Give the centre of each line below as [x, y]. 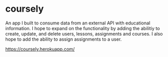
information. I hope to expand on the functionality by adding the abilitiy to [83, 28]
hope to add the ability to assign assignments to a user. [64, 39]
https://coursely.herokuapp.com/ [40, 49]
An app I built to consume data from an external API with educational [78, 23]
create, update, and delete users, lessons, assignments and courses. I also [84, 34]
